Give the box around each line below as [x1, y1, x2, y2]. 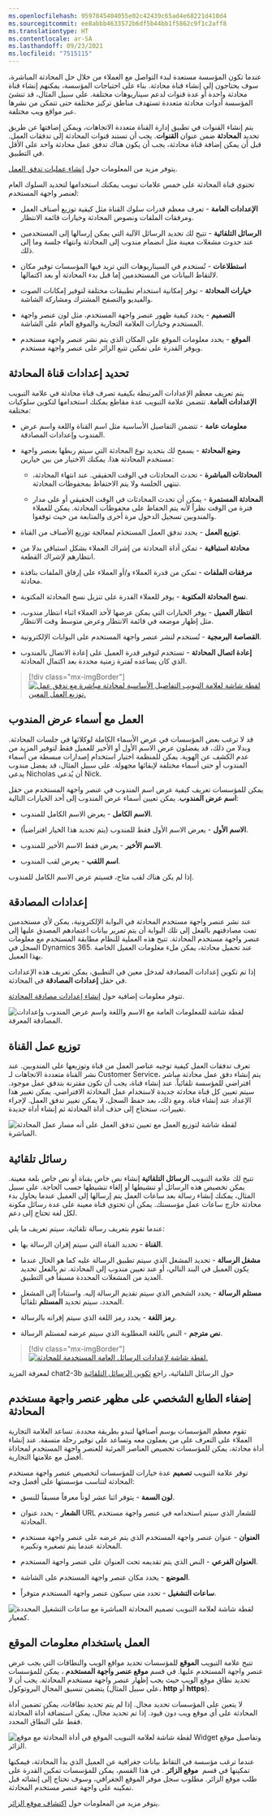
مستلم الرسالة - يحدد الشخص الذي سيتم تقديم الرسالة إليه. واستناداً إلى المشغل [19, 1288, 262, 1298]
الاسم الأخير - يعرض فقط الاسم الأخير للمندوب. [19, 840, 162, 850]
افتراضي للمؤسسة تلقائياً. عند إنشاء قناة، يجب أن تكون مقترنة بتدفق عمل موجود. [8, 1078, 252, 1088]
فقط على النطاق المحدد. [8, 1716, 83, 1726]
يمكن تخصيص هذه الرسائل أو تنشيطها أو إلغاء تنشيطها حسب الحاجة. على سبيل [8, 1183, 245, 1192]
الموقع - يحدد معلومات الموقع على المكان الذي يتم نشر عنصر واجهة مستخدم [19, 335, 251, 344]
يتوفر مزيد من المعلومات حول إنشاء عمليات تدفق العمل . [8, 164, 178, 173]
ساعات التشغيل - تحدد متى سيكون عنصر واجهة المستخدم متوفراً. [19, 1588, 217, 1598]
